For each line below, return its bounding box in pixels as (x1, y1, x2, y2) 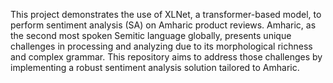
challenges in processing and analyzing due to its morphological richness (10, 40, 313, 52)
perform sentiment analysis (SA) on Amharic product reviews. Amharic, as (10, 19, 317, 31)
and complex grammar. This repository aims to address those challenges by (10, 51, 323, 63)
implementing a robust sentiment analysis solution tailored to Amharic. (10, 62, 300, 73)
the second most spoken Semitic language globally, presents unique (10, 30, 292, 41)
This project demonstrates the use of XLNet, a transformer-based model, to (10, 9, 322, 20)
